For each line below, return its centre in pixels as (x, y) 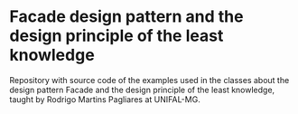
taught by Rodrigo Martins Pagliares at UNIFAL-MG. (105, 99)
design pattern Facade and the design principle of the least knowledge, (142, 90)
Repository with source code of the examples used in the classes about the (149, 80)
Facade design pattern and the (126, 17)
